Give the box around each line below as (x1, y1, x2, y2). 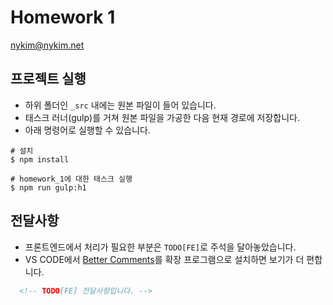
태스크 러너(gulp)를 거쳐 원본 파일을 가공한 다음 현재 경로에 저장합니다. (24, 111, 300, 123)
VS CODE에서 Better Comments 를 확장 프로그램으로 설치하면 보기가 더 (24, 253, 305, 265)
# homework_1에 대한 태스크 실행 (10, 174, 133, 184)
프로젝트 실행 (10, 71, 87, 88)
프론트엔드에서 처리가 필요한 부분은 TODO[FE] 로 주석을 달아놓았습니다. (24, 241, 297, 253)
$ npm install (10, 154, 70, 165)
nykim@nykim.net (10, 39, 85, 51)
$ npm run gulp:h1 (10, 182, 87, 193)
